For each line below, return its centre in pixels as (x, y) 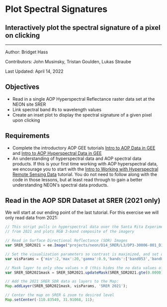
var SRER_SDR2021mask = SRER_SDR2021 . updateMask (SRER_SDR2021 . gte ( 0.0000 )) (85, 273)
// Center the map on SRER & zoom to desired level (60, 295)
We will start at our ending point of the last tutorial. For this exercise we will (82, 212)
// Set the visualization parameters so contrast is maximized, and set (82, 254)
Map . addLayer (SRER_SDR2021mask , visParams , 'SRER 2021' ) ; (66, 286)
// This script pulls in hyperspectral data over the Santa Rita (74, 227)
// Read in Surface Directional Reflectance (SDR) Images (66, 241)
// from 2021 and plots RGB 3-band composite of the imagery (70, 232)
